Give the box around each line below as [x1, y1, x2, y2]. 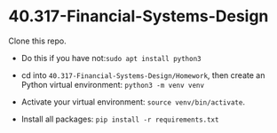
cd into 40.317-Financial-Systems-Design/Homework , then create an [20, 69, 265, 81]
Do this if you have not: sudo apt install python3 [20, 52, 202, 63]
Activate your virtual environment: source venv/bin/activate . [20, 96, 246, 107]
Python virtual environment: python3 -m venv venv [20, 79, 205, 90]
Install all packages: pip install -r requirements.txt [20, 113, 219, 124]
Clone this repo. [8, 35, 67, 46]
